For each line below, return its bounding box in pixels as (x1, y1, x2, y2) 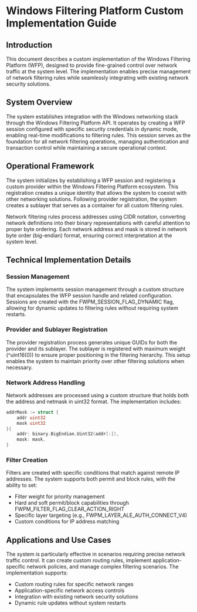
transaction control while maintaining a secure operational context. (6, 144, 167, 151)
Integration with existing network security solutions (14, 593, 139, 600)
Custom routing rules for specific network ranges (14, 581, 134, 588)
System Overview (6, 97, 73, 107)
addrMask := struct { (6, 409, 59, 415)
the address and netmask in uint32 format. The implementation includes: (6, 398, 182, 405)
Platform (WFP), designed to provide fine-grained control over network (6, 62, 178, 69)
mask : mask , (16, 437, 46, 442)
